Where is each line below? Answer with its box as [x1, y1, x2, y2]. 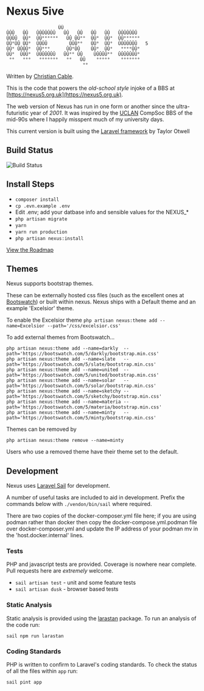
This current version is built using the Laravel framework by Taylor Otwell [6, 127, 190, 135]
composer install [15, 197, 60, 203]
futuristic [6, 109, 29, 117]
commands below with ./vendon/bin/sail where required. [6, 501, 152, 508]
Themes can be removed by [6, 425, 77, 433]
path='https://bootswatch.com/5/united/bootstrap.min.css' [6, 372, 160, 378]
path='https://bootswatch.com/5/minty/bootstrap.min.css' [6, 415, 157, 421]
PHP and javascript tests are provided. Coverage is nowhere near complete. [6, 560, 197, 568]
